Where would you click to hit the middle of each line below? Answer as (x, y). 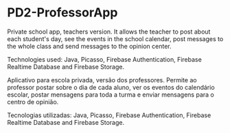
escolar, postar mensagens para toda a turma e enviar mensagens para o (111, 95)
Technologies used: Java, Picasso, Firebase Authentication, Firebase (105, 59)
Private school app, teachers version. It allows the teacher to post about (109, 32)
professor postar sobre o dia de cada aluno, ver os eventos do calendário (111, 87)
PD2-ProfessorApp (62, 13)
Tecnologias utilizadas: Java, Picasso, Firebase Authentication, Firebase (109, 115)
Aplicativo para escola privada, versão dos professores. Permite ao (102, 80)
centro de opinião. (33, 101)
